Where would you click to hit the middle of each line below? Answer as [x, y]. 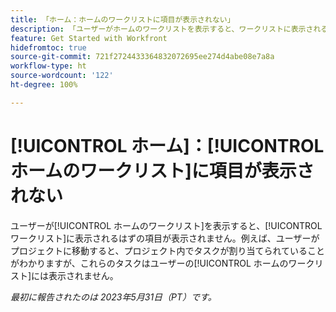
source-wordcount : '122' [62, 76]
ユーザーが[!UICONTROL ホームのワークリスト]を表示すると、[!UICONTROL [166, 225]
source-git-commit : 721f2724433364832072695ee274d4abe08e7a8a [142, 57]
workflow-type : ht [48, 66]
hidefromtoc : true [48, 47]
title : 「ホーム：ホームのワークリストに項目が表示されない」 [122, 19]
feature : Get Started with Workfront [89, 38]
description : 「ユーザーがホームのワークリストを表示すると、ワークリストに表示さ [162, 29]
